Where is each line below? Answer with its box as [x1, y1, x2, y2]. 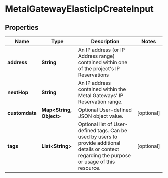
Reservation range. [78, 98, 123, 105]
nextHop [7, 89, 29, 96]
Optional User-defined [78, 106, 132, 113]
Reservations [78, 71, 109, 78]
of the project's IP [78, 65, 120, 72]
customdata [7, 110, 37, 116]
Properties [5, 23, 39, 32]
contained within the [78, 86, 126, 93]
